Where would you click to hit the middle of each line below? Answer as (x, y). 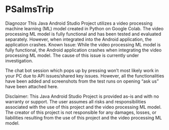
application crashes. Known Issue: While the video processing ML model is (83, 44)
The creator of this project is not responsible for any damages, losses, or (81, 112)
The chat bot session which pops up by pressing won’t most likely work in (82, 70)
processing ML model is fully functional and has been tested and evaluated (83, 34)
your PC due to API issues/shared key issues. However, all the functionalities (85, 76)
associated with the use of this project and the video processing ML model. (83, 107)
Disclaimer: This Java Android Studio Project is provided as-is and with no (82, 96)
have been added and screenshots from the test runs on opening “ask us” (82, 81)
